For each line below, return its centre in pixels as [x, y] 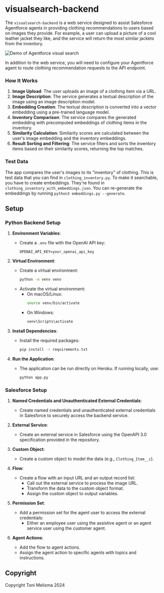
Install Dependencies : [35, 331]
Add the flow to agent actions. [50, 547]
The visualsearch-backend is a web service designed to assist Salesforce [79, 23]
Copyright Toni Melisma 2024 [35, 585]
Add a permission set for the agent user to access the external [82, 512]
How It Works [22, 81]
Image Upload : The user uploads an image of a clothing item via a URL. [84, 91]
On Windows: [40, 312]
